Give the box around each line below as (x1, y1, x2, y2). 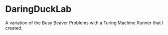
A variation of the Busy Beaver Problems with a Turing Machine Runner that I (5, 20, 163, 26)
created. (5, 25, 23, 31)
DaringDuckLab (5, 3, 72, 15)
